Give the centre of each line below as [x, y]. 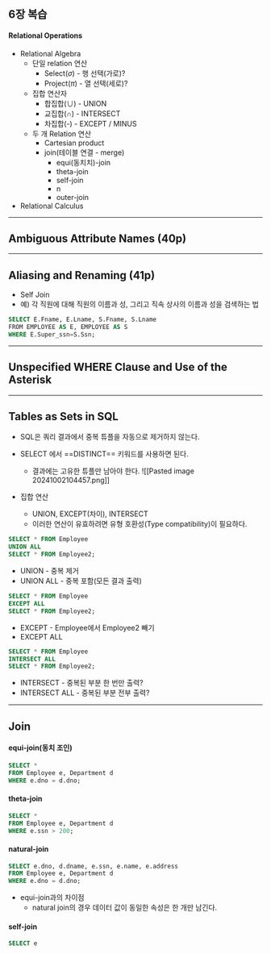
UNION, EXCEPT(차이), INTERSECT [90, 514]
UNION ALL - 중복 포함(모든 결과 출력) [81, 581]
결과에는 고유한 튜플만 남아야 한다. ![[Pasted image [113, 471]
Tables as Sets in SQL [63, 417]
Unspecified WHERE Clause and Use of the [118, 367]
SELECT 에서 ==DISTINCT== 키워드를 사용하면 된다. [104, 454]
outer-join [73, 197]
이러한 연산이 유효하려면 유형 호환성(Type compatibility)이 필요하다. [140, 524]
